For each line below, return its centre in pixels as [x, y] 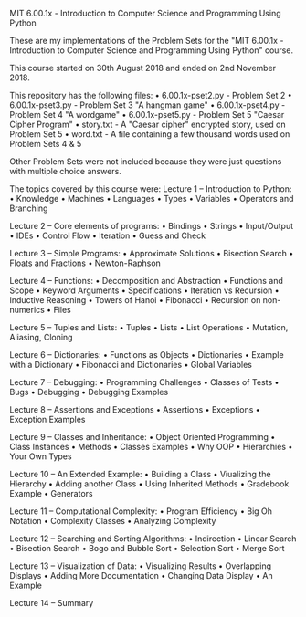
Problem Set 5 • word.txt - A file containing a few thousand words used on [150, 134]
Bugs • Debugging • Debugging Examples [89, 392]
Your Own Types [41, 456]
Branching [29, 208]
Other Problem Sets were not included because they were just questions [146, 162]
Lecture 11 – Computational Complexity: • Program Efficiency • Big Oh [141, 511]
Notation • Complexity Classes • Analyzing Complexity [113, 521]
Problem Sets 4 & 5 [46, 144]
